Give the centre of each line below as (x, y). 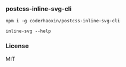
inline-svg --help (28, 31)
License (17, 46)
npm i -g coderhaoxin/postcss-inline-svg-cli (63, 21)
